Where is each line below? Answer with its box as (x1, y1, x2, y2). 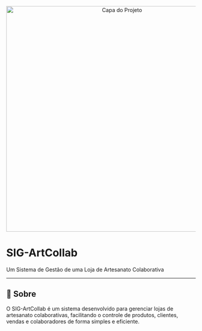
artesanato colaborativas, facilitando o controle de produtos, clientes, (6, 311, 179, 318)
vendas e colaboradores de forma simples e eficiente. (6, 318, 140, 325)
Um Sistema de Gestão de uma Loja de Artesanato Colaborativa (6, 265, 164, 273)
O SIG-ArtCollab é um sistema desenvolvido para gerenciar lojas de (6, 305, 174, 312)
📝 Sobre (6, 289, 37, 299)
